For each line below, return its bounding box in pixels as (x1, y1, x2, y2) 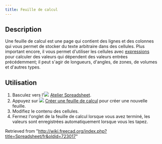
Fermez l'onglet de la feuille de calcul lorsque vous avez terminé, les (12, 114, 150, 120)
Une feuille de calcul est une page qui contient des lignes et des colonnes (5, 38, 154, 44)
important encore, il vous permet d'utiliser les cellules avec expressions (5, 48, 150, 54)
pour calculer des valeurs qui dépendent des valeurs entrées (5, 54, 128, 60)
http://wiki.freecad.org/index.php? (38, 128, 107, 134)
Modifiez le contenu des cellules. (12, 108, 79, 114)
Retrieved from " (5, 128, 38, 134)
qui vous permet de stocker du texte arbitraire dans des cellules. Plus (5, 44, 145, 49)
